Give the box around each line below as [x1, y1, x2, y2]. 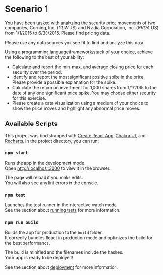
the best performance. [5, 240, 50, 246]
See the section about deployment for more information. [5, 264, 118, 270]
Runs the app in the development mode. [5, 160, 86, 166]
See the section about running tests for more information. [5, 207, 121, 213]
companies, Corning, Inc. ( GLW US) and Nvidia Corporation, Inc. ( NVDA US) [5, 25, 159, 30]
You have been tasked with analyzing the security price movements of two [5, 20, 156, 25]
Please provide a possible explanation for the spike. [12, 79, 116, 85]
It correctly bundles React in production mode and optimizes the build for [5, 234, 153, 241]
